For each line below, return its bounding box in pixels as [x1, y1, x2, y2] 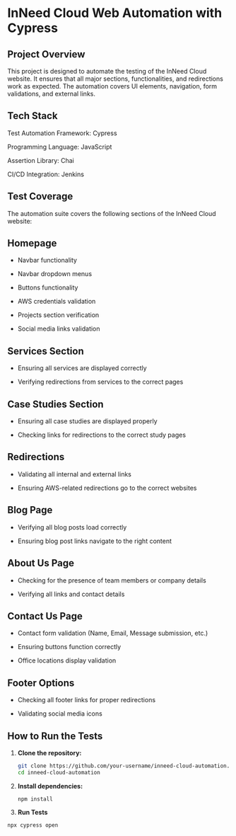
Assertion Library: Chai [7, 156, 74, 164]
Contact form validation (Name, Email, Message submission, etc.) [17, 629, 208, 638]
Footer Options [7, 677, 75, 689]
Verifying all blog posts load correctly [17, 522, 127, 532]
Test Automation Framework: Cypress [7, 129, 118, 137]
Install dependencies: [17, 781, 83, 790]
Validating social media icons [17, 709, 102, 718]
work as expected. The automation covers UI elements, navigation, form [7, 82, 218, 90]
